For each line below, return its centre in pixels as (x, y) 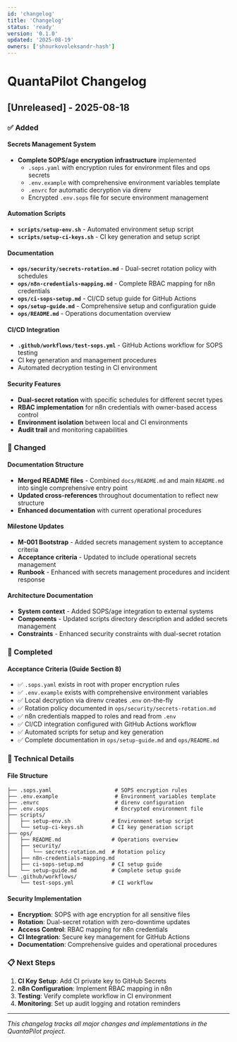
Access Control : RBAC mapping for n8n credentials (92, 929)
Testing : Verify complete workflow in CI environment (94, 995)
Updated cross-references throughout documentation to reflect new (118, 495)
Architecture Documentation (50, 596)
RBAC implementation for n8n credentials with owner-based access (117, 407)
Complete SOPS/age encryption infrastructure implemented (107, 160)
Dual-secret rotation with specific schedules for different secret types (120, 400)
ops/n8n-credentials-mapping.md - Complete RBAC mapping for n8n (116, 283)
